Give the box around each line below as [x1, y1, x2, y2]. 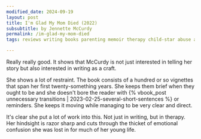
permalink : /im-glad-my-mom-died [6, 31, 90, 37]
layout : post [6, 14, 39, 20]
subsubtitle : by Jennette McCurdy [6, 25, 93, 32]
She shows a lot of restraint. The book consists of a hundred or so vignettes [6, 76, 193, 83]
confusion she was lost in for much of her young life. [6, 126, 136, 133]
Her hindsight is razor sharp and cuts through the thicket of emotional [6, 120, 178, 126]
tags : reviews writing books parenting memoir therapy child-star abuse [6, 37, 191, 43]
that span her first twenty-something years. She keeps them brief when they [6, 83, 195, 90]
